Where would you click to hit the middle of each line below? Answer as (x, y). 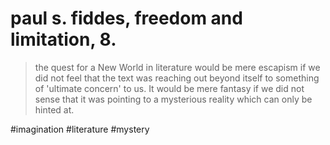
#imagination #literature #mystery (80, 129)
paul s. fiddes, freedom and (126, 18)
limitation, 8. (63, 39)
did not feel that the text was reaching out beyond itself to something (177, 78)
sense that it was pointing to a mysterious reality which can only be (173, 99)
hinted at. (54, 109)
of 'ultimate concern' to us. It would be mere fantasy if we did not (169, 88)
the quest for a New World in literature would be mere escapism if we (177, 67)
